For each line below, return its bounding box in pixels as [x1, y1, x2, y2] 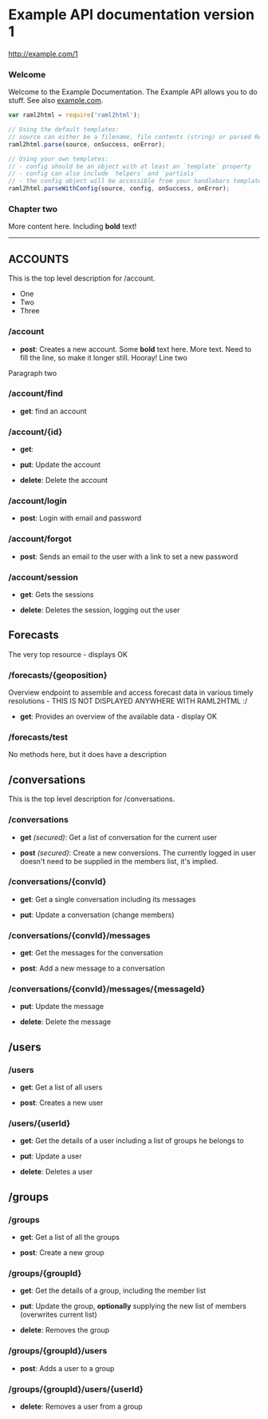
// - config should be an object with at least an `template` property [8, 162, 251, 170]
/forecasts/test [8, 731, 69, 743]
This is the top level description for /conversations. [8, 794, 175, 804]
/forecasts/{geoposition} [8, 669, 108, 680]
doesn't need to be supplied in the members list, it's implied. [19, 856, 219, 866]
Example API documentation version [8, 6, 255, 24]
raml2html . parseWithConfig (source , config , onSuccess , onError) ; [8, 185, 230, 193]
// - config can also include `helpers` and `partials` [8, 169, 198, 177]
